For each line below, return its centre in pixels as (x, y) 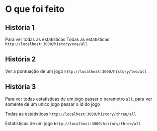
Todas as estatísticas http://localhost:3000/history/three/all (71, 114)
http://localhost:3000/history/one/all (46, 44)
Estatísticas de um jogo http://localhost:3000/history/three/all (73, 123)
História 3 (21, 87)
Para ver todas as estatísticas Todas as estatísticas (57, 39)
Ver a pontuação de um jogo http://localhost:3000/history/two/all (76, 71)
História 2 (21, 59)
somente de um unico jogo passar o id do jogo (53, 104)
